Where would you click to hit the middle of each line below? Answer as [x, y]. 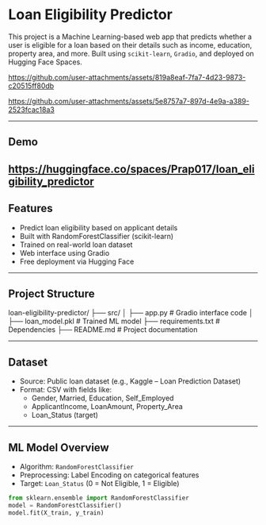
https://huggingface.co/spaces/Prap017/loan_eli [131, 169]
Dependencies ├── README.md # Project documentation [103, 330]
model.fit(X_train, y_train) [56, 513]
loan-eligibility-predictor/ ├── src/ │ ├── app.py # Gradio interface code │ [131, 313]
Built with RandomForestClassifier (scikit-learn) [97, 236]
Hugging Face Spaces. [46, 62]
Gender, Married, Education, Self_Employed [103, 398]
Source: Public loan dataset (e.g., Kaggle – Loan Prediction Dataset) [130, 381]
